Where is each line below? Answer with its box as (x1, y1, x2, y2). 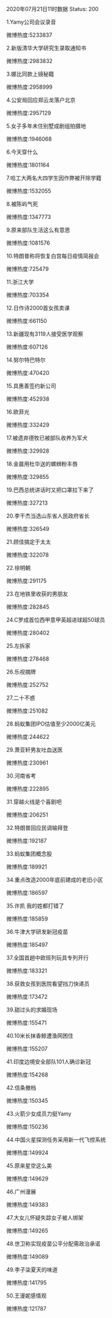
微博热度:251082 (6, 707, 48, 714)
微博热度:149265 (6, 1227, 48, 1234)
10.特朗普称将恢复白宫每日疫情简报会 (6, 253, 100, 259)
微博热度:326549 (6, 525, 50, 532)
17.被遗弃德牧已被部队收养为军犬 (6, 434, 88, 442)
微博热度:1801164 (6, 161, 50, 168)
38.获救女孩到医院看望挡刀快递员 (6, 980, 90, 987)
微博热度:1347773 (6, 213, 51, 220)
